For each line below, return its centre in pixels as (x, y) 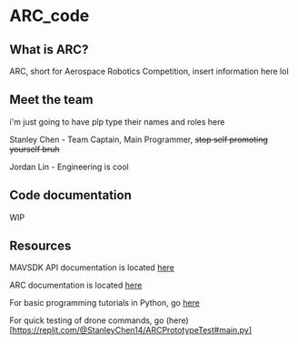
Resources (40, 246)
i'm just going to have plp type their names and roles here (117, 121)
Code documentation (70, 195)
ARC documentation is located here (76, 285)
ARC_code (50, 16)
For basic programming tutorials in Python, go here (104, 303)
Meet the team (51, 100)
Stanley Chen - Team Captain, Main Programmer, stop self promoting (139, 139)
